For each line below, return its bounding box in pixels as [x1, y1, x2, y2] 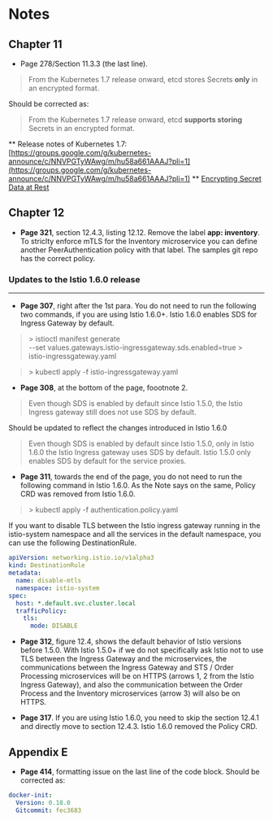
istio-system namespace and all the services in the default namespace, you [8, 530, 262, 539]
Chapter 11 [8, 37, 63, 51]
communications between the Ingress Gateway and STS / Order [19, 662, 234, 672]
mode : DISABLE [29, 622, 79, 631]
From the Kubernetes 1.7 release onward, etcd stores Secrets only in [28, 75, 258, 84]
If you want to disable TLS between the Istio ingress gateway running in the [8, 521, 261, 531]
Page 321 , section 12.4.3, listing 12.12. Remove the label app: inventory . [19, 227, 260, 237]
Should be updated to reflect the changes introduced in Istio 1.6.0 [8, 423, 227, 433]
